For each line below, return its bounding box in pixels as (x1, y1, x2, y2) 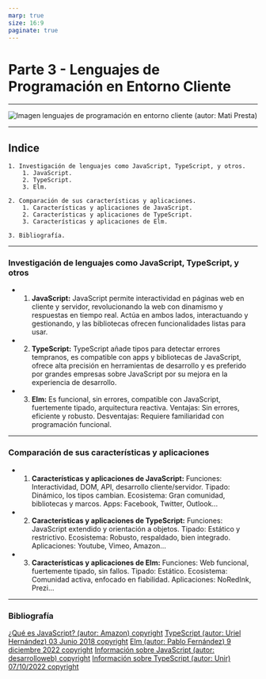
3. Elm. (22, 183, 47, 191)
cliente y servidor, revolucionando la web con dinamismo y (31, 302, 223, 311)
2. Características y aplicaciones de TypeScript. (22, 211, 193, 219)
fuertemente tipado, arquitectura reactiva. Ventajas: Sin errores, (31, 403, 240, 413)
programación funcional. (31, 420, 112, 429)
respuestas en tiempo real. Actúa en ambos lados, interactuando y (31, 311, 249, 320)
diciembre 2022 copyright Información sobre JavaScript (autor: (8, 645, 215, 654)
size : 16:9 (8, 19, 44, 27)
